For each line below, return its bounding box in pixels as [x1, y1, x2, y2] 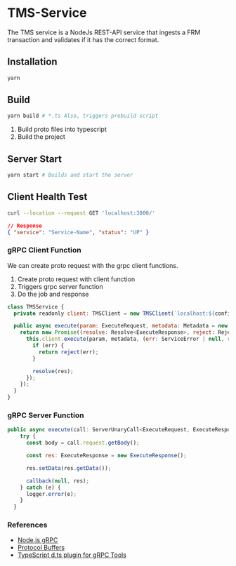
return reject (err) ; [38, 349, 99, 356]
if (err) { [32, 342, 65, 349]
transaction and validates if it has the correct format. [7, 35, 159, 43]
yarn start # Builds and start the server [7, 172, 133, 179]
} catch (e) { [20, 484, 61, 491]
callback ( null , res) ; [25, 477, 90, 485]
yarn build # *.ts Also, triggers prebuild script [7, 112, 159, 120]
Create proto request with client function [17, 275, 136, 283]
